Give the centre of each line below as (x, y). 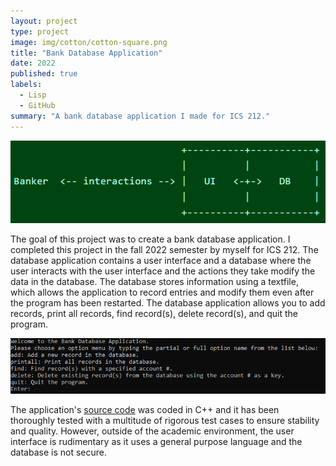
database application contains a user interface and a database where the (161, 261)
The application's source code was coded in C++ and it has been (145, 409)
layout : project (44, 21)
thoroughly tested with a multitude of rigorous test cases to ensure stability (165, 420)
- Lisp (33, 95)
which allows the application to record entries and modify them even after (162, 292)
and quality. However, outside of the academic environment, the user (152, 431)
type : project (40, 31)
